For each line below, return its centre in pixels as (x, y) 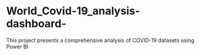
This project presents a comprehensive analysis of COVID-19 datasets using (100, 40)
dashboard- (36, 24)
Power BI (17, 47)
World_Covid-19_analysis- (73, 11)
